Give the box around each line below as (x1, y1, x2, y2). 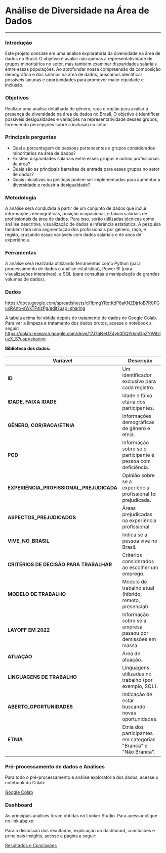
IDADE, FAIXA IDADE (7, 398, 57, 405)
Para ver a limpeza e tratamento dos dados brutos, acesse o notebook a (5, 320, 152, 326)
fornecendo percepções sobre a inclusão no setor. (5, 121, 108, 127)
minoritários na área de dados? (12, 150, 76, 156)
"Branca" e (122, 742, 148, 749)
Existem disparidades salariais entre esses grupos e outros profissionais (12, 155, 160, 161)
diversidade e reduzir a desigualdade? (12, 182, 90, 188)
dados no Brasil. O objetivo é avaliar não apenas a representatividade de (5, 56, 153, 62)
